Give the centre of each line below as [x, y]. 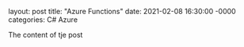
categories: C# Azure [43, 20]
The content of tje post [46, 35]
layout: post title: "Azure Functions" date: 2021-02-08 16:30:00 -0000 [122, 11]
